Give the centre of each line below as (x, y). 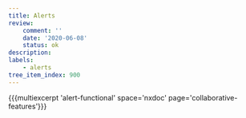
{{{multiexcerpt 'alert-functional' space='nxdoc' (87, 97)
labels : (21, 61)
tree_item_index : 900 (44, 75)
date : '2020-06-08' (55, 38)
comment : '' (42, 30)
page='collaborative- (203, 97)
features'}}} (28, 106)
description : (30, 53)
